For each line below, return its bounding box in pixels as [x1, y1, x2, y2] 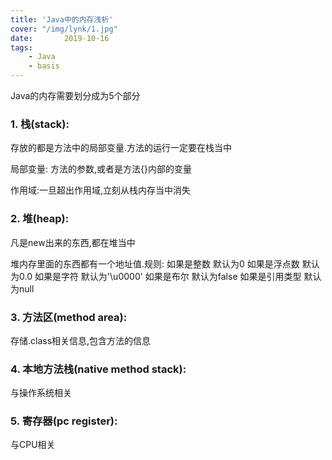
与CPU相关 [10, 439, 56, 451]
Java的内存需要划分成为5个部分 [10, 90, 141, 101]
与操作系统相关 [10, 387, 72, 399]
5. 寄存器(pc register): [10, 414, 118, 428]
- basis [28, 61, 60, 71]
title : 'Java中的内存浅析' [10, 14, 114, 25]
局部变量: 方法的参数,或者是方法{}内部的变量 [10, 163, 192, 175]
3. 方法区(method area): [10, 310, 128, 324]
